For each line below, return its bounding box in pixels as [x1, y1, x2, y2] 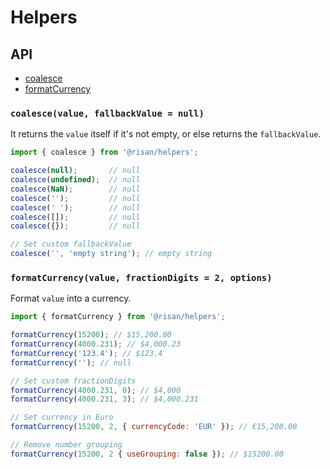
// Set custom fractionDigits [10, 376, 137, 386]
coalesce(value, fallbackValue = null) [10, 107, 205, 119]
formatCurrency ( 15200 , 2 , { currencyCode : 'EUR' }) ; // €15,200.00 [10, 422, 298, 432]
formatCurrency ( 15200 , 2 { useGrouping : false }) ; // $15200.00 [10, 449, 284, 459]
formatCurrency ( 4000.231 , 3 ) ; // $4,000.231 [10, 394, 199, 405]
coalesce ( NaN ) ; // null [10, 184, 141, 194]
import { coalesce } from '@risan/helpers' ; [10, 147, 199, 158]
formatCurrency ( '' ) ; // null [10, 357, 132, 368]
